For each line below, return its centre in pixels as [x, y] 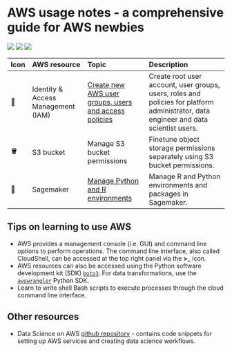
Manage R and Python [185, 176]
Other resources [43, 317]
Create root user [175, 76]
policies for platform [181, 102]
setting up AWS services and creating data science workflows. [106, 341]
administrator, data [180, 111]
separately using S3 [181, 156]
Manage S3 [106, 143]
